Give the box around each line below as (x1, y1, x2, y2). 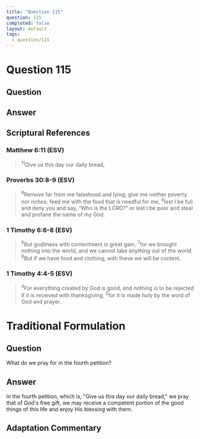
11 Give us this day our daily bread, (20, 159, 105, 168)
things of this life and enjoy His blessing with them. (6, 405, 133, 412)
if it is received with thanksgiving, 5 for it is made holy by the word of (20, 290, 191, 299)
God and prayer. (20, 298, 61, 306)
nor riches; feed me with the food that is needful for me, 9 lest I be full (20, 197, 193, 205)
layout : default (6, 25, 47, 32)
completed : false (6, 20, 50, 26)
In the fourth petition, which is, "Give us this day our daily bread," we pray (6, 393, 189, 400)
